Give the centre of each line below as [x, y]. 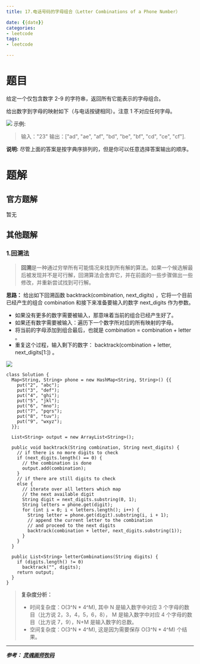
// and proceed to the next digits [72, 525]
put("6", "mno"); [38, 406]
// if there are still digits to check [66, 479]
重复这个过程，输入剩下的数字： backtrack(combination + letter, [93, 345]
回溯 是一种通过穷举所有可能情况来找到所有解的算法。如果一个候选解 [104, 268]
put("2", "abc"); [38, 385]
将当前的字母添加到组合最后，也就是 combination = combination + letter [103, 330]
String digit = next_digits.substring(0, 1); [79, 499]
